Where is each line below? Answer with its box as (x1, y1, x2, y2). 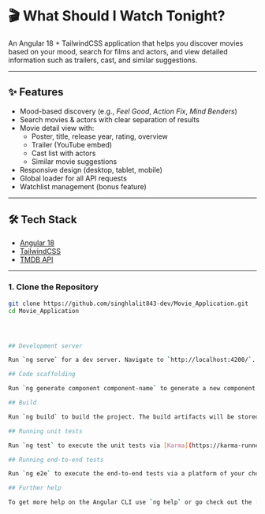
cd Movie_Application (8, 307, 80, 315)
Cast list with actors (31, 148, 96, 158)
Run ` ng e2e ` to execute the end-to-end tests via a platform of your (8, 470, 245, 478)
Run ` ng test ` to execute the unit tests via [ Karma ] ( (8, 441, 192, 449)
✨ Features (8, 85, 64, 99)
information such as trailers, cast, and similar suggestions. (8, 55, 198, 65)
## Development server (8, 341, 83, 350)
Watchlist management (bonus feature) (19, 181, 147, 191)
